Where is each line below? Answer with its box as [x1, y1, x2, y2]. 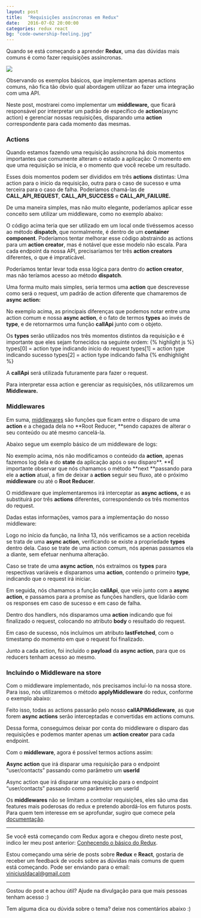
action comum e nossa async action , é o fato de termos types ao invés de [6, 314, 190, 322]
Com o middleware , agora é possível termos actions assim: [6, 749, 153, 756]
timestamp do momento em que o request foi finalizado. [6, 635, 145, 643]
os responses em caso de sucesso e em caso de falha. [6, 599, 142, 607]
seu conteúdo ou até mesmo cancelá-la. [6, 428, 106, 436]
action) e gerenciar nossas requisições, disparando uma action [6, 114, 163, 121]
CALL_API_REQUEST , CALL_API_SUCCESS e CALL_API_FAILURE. [6, 193, 171, 200]
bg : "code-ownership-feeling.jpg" [6, 31, 93, 37]
